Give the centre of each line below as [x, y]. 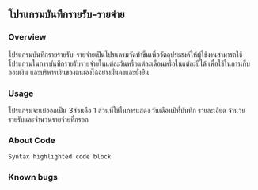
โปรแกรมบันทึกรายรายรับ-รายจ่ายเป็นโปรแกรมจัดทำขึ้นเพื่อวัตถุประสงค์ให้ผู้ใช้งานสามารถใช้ [125, 54]
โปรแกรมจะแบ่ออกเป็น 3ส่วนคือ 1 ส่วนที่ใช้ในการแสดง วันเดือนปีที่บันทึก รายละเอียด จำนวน [127, 110]
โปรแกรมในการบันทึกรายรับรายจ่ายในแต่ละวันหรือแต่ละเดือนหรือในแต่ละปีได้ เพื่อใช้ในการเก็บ [129, 63]
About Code [32, 140]
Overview [27, 37]
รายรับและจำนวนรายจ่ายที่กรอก [49, 119]
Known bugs [33, 177]
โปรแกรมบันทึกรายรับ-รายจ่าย [66, 15]
